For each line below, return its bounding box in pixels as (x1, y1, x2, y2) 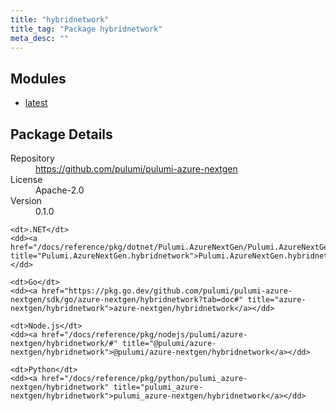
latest (24, 97, 48, 109)
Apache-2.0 (35, 184, 85, 196)
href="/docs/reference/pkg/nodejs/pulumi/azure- (41, 330, 248, 340)
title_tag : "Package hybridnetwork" (10, 24, 163, 34)
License (10, 174, 43, 185)
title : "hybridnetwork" (10, 14, 110, 25)
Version (10, 195, 42, 206)
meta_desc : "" (10, 33, 70, 43)
